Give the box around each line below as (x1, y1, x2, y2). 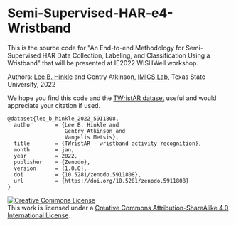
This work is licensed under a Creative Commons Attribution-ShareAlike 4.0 (7, 203, 229, 212)
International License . (7, 211, 71, 220)
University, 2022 (7, 80, 56, 88)
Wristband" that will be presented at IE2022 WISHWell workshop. (7, 58, 199, 67)
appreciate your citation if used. (7, 101, 101, 109)
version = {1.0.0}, (14, 165, 87, 172)
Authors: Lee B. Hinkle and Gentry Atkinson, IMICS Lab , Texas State (7, 72, 206, 81)
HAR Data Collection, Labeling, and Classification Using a (42, 51, 210, 60)
